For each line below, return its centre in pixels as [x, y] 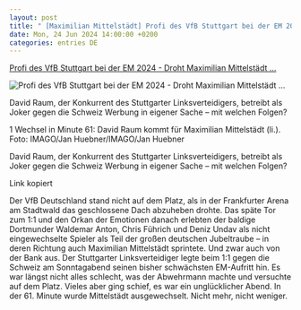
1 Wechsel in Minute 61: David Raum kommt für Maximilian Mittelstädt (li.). [145, 130]
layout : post [34, 17]
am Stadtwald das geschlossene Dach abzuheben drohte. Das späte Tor [142, 211]
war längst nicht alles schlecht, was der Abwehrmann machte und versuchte [150, 277]
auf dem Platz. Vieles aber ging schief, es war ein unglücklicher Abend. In [145, 287]
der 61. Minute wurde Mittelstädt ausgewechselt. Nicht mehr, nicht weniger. [149, 296]
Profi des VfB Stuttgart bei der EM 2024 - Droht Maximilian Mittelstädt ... [143, 68]
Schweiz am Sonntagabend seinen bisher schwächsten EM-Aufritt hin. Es [145, 267]
